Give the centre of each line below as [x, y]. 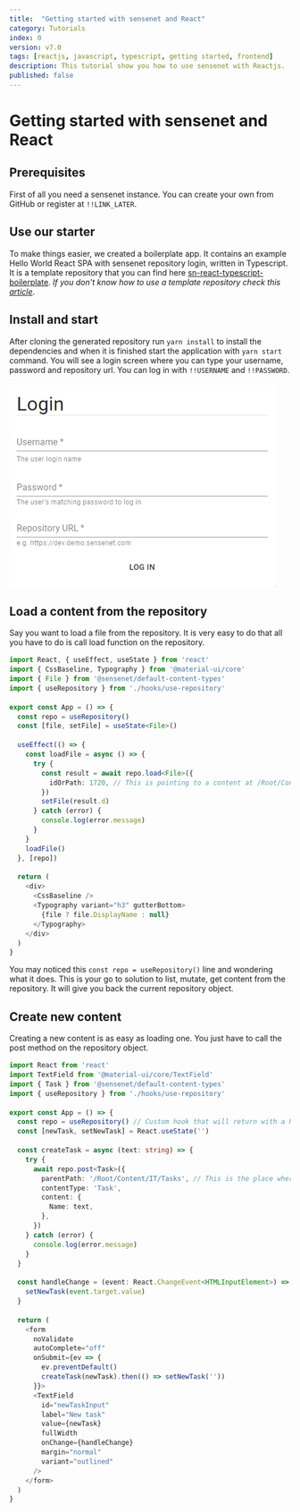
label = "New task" [73, 1414]
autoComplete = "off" [69, 1348]
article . [22, 292]
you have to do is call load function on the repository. [107, 642]
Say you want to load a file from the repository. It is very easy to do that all [146, 633]
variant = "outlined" [78, 1461]
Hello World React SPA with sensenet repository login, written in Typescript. [149, 263]
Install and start [54, 320]
